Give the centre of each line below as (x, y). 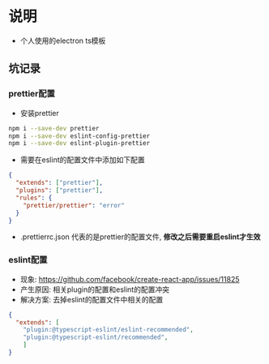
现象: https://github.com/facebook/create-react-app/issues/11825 (130, 279)
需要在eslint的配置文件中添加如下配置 (82, 160)
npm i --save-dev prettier (54, 128)
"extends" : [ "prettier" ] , (60, 183)
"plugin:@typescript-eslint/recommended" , (96, 337)
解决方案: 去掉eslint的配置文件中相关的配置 (92, 299)
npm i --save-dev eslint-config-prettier (79, 136)
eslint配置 (28, 260)
